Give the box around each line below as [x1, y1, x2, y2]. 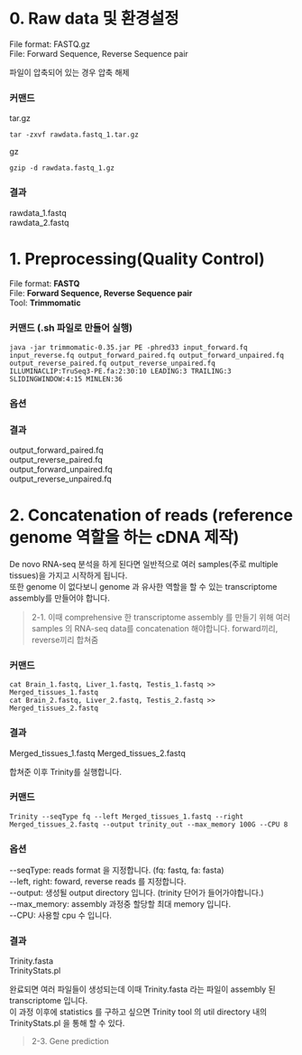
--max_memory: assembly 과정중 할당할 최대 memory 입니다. [9, 899, 232, 910]
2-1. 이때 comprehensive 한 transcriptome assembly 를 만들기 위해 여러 [31, 612, 291, 622]
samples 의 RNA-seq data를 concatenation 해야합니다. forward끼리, [31, 622, 279, 633]
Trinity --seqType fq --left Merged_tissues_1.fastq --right [9, 812, 244, 821]
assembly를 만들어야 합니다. [9, 593, 110, 603]
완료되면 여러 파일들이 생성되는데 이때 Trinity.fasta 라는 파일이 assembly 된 [9, 984, 277, 994]
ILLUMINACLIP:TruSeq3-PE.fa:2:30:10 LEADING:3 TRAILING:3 [9, 367, 232, 376]
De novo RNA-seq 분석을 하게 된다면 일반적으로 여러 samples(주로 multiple [9, 558, 279, 569]
